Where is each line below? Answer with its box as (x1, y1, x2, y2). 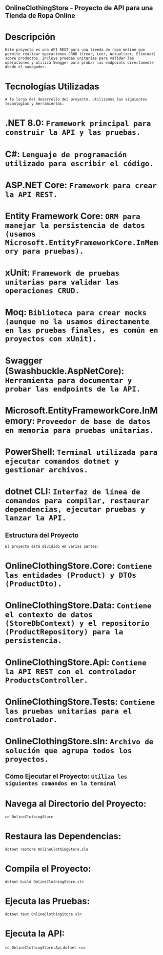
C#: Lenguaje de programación (5, 148, 127, 160)
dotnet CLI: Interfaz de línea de (5, 486, 141, 497)
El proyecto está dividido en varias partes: (5, 544, 99, 549)
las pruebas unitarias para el (5, 707, 132, 716)
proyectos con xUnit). (5, 334, 97, 343)
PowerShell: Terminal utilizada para (5, 446, 158, 457)
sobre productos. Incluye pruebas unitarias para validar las (5, 56, 134, 61)
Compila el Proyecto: (5, 863, 91, 874)
